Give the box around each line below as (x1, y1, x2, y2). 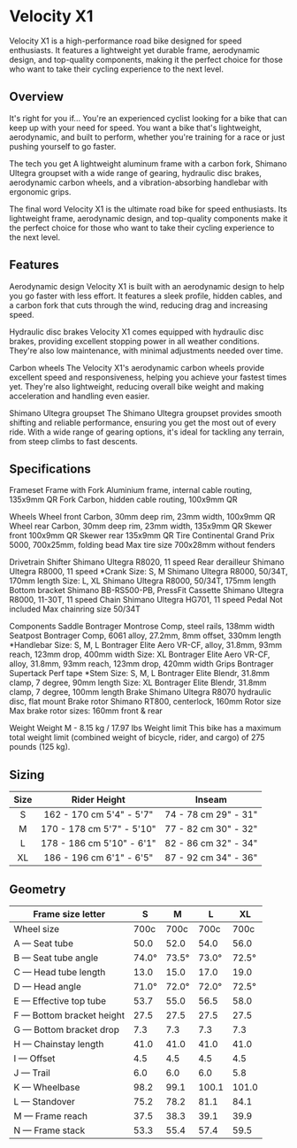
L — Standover (13, 1096, 75, 1107)
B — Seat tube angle (13, 952, 99, 964)
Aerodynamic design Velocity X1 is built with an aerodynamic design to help (9, 281, 285, 291)
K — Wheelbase (13, 1082, 80, 1093)
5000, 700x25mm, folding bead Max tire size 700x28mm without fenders (9, 540, 276, 551)
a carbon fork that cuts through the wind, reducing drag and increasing (9, 299, 268, 311)
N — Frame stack (13, 1124, 86, 1136)
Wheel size (13, 923, 60, 935)
